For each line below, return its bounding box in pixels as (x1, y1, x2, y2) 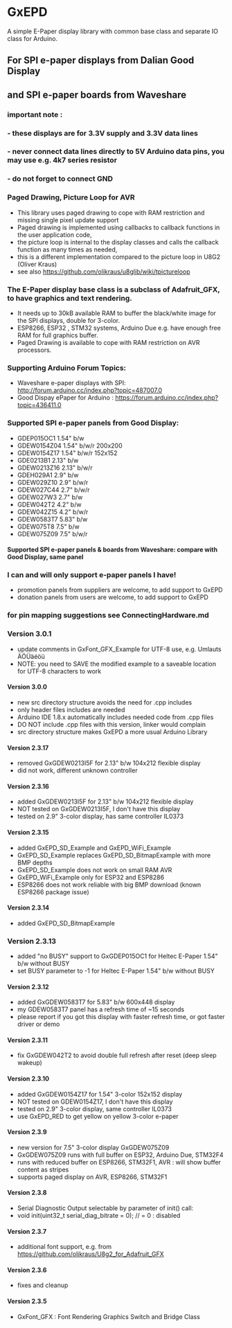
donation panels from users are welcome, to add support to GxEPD (17, 593, 209, 601)
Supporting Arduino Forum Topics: (7, 363, 127, 373)
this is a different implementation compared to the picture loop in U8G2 (17, 252, 220, 260)
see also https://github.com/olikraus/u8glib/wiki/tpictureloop (17, 267, 190, 276)
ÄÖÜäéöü (17, 652, 45, 660)
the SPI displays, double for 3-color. (17, 317, 120, 324)
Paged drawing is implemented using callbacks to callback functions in (17, 223, 220, 231)
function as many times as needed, (17, 245, 118, 254)
